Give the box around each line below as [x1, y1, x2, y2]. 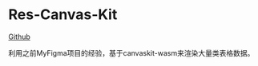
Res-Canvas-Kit [8, 6, 118, 24]
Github [8, 32, 30, 41]
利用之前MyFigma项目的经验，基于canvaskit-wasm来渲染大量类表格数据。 [8, 48, 255, 57]
